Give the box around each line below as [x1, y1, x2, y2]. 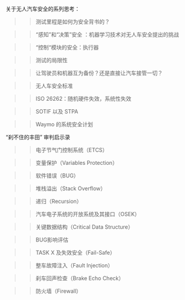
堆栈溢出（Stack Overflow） [35, 185, 106, 192]
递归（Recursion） [35, 198, 82, 205]
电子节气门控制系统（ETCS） [35, 147, 108, 153]
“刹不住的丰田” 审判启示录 [5, 133, 71, 141]
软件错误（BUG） [35, 172, 79, 179]
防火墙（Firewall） [35, 287, 82, 295]
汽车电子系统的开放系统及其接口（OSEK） [35, 211, 140, 217]
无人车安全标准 [35, 82, 73, 89]
